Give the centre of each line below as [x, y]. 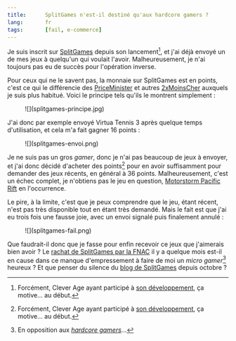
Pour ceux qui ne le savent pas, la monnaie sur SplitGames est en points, [112, 80]
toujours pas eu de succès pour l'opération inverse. [82, 67]
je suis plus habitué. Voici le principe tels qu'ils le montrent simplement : [111, 96]
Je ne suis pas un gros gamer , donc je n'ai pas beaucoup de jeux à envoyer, [118, 157]
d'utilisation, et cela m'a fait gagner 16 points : [74, 130]
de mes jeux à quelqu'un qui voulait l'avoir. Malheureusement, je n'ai [106, 59]
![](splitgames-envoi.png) [62, 143]
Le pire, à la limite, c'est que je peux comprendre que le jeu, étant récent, [113, 202]
